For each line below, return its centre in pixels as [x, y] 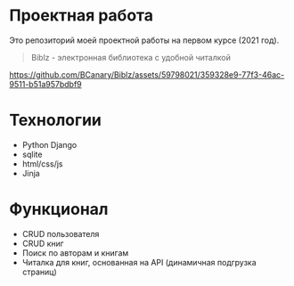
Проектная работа [82, 16]
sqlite [32, 154]
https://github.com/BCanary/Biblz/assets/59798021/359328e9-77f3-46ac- [147, 74]
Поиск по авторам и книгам [75, 253]
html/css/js [42, 163]
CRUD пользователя [61, 233]
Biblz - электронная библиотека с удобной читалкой [131, 57]
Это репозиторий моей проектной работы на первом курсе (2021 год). [144, 40]
